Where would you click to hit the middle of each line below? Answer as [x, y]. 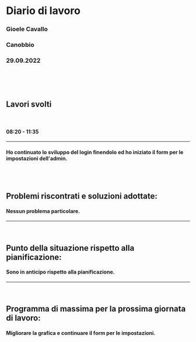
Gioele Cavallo [27, 29]
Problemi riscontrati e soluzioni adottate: [82, 196]
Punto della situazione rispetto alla [70, 248]
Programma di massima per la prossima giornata [96, 309]
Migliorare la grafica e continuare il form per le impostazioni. [81, 333]
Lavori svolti [29, 104]
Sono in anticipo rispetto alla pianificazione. [60, 272]
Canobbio [20, 45]
